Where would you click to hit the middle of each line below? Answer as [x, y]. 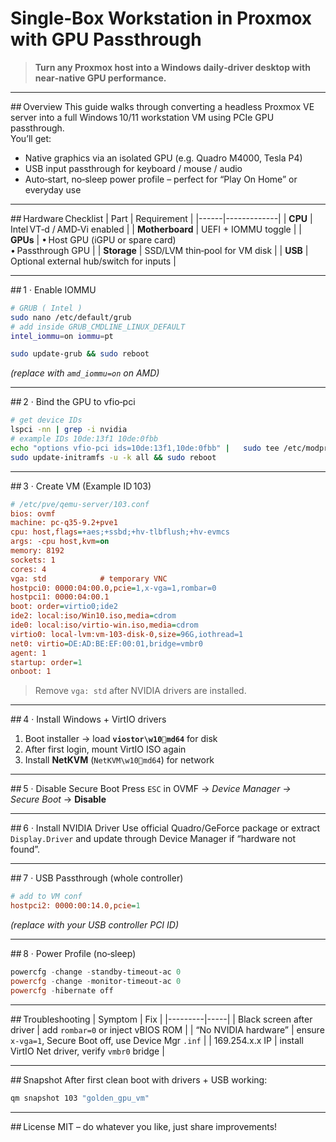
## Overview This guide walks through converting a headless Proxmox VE [162, 106]
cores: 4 [28, 569]
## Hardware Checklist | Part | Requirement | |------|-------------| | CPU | [161, 218]
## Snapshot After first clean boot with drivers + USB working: [139, 1079]
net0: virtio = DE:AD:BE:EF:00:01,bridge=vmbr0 [106, 643]
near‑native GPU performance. [100, 78]
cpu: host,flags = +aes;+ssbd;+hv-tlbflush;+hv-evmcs [120, 532]
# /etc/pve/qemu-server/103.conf [80, 504]
